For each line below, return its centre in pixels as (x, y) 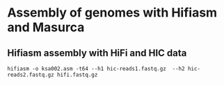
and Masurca (46, 27)
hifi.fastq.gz (77, 75)
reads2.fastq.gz (31, 75)
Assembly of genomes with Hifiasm (112, 13)
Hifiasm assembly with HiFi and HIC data (97, 53)
